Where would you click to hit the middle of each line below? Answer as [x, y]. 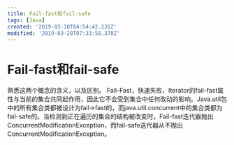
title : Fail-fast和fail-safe [49, 14]
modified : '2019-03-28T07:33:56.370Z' [64, 33]
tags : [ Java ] [26, 20]
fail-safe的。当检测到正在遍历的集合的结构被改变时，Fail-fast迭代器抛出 [111, 116]
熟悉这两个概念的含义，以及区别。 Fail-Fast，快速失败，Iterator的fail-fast [112, 91]
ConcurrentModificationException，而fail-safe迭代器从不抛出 [95, 125]
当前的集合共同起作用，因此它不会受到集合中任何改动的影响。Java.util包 [123, 99]
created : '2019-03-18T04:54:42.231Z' [62, 26]
